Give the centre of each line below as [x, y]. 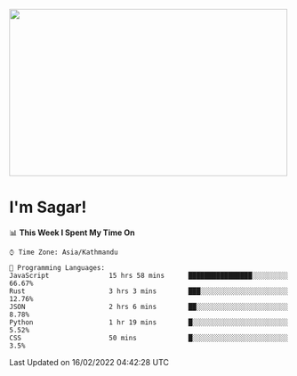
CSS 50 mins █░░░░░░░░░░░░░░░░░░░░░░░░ [149, 338]
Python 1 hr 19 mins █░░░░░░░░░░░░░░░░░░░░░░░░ [149, 322]
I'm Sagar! [48, 207]
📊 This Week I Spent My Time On [72, 233]
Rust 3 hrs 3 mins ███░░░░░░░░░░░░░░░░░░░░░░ [149, 291]
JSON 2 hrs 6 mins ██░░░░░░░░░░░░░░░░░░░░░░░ [149, 307]
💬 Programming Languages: [57, 267]
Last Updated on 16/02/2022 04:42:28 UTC [89, 362]
